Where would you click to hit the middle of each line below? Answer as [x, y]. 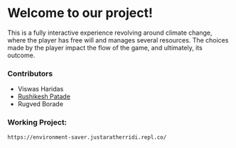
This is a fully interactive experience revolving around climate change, [110, 33]
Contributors [30, 74]
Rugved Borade [41, 104]
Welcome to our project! [80, 13]
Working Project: [37, 123]
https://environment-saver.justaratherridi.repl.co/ [87, 137]
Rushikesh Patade [44, 96]
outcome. [21, 55]
